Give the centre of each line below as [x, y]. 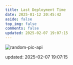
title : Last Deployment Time [35, 10]
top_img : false [21, 24]
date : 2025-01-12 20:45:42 [33, 14]
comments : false [22, 28]
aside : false [19, 19]
